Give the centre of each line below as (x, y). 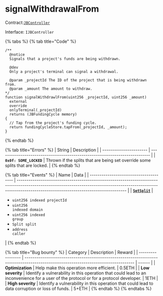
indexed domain (27, 210)
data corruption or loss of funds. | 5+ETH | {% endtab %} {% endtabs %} (78, 288)
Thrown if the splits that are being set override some (98, 160)
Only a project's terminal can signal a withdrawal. (64, 72)
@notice (17, 55)
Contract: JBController (27, 22)
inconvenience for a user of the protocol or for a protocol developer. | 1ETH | (81, 278)
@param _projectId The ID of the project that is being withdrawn (78, 80)
